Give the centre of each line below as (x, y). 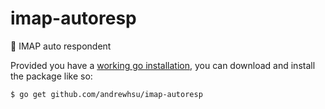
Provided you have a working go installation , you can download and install (163, 65)
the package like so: (51, 76)
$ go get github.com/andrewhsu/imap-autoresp (106, 94)
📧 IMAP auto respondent (61, 46)
